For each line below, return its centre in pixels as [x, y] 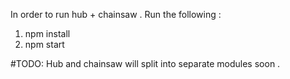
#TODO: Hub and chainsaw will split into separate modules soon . [145, 63]
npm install [47, 33]
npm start [44, 44]
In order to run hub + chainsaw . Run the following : [116, 14]
